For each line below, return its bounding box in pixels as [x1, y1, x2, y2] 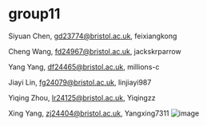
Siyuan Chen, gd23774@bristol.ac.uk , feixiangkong [8, 31, 177, 41]
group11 [8, 5, 61, 23]
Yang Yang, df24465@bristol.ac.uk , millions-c [8, 61, 160, 72]
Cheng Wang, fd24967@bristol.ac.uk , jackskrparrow [8, 46, 181, 56]
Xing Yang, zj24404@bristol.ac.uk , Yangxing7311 [8, 108, 169, 118]
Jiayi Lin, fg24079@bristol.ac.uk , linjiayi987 [8, 77, 152, 87]
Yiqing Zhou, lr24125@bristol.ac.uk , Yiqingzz [8, 93, 156, 102]
